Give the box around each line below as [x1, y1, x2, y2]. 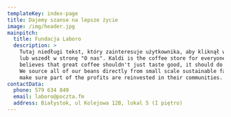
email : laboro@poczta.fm [13, 94, 85, 100]
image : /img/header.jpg [7, 23, 76, 30]
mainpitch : [7, 29, 38, 36]
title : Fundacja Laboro [13, 36, 81, 43]
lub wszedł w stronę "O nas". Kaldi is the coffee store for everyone [19, 55, 226, 62]
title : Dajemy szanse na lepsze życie [7, 17, 118, 23]
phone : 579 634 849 [13, 87, 69, 94]
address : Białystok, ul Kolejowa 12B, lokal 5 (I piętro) [13, 100, 184, 107]
